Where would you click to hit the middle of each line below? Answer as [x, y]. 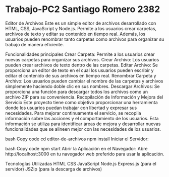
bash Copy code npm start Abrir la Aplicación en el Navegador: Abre [76, 148]
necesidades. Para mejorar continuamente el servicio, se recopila [73, 113]
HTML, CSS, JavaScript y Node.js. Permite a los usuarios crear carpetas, [81, 28]
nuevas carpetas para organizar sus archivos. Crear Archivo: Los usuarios [82, 59]
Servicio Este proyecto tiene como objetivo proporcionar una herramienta [81, 102]
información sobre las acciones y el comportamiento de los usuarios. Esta [82, 118]
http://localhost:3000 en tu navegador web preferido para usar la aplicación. [85, 154]
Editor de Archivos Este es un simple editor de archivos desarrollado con [81, 23]
